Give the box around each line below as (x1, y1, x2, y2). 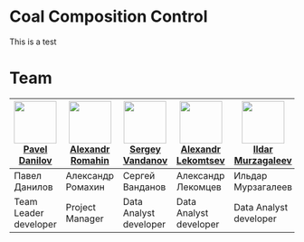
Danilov (18, 154, 52, 166)
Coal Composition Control (9, 6, 208, 27)
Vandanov (122, 154, 168, 166)
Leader (14, 206, 44, 219)
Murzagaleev (233, 154, 292, 166)
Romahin (70, 154, 110, 166)
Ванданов (122, 181, 166, 193)
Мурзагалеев (233, 181, 292, 193)
